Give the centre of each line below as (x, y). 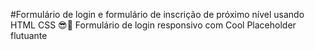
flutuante (29, 35)
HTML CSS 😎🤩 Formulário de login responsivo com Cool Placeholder (153, 25)
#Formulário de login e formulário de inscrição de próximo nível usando (157, 14)
